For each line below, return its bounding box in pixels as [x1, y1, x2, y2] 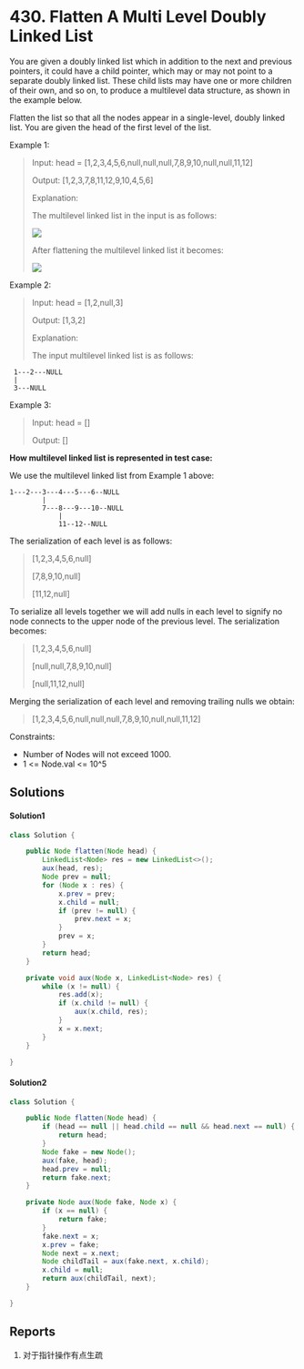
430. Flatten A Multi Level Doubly [9, 6, 267, 27]
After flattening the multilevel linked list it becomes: [31, 244, 225, 256]
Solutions [9, 785, 66, 800]
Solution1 [9, 810, 46, 821]
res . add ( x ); [57, 990, 104, 999]
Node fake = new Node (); [42, 1147, 137, 1157]
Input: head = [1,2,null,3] [31, 297, 124, 308]
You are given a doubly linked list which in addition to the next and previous [9, 56, 293, 66]
